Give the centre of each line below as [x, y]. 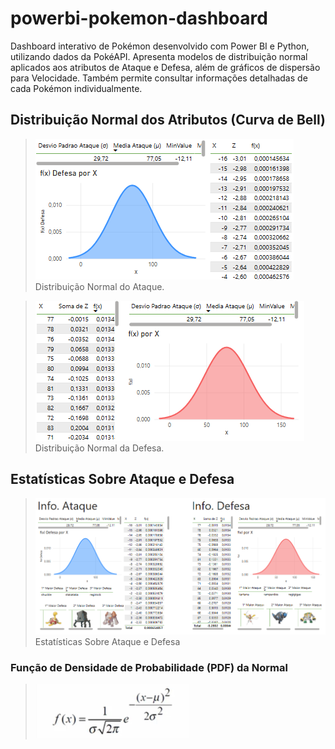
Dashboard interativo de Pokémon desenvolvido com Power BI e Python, [160, 46]
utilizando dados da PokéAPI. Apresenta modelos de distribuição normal [159, 56]
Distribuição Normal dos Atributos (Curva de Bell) [168, 120]
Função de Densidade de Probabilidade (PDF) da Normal [149, 667]
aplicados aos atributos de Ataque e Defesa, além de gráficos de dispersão [165, 67]
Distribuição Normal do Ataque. [99, 286]
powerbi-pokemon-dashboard [139, 18]
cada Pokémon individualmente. [76, 88]
